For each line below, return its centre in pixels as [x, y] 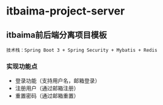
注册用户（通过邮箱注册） [47, 88]
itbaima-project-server [66, 11]
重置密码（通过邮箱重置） [47, 96]
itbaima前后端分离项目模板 [57, 35]
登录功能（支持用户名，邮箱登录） [58, 81]
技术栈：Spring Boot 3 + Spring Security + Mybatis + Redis [82, 50]
